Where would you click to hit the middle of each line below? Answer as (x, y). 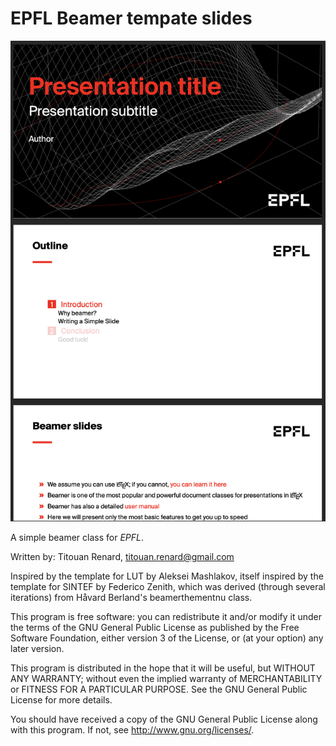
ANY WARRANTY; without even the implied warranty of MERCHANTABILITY (166, 679)
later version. (37, 649)
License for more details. (61, 700)
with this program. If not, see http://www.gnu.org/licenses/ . (132, 730)
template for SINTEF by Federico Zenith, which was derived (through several (168, 587)
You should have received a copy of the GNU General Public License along (164, 719)
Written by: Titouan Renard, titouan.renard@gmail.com (122, 557)
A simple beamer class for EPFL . (77, 538)
